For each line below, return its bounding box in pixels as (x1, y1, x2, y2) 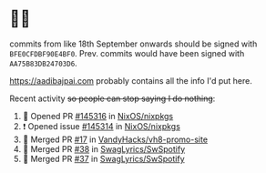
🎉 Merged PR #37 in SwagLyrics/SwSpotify (22, 153, 185, 164)
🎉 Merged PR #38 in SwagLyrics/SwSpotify (22, 143, 186, 154)
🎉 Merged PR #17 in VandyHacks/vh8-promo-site (22, 134, 208, 145)
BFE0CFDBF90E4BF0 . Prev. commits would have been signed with (9, 47, 245, 58)
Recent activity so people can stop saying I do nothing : (9, 93, 216, 104)
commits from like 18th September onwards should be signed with (9, 38, 258, 49)
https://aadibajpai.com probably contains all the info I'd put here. (9, 75, 252, 86)
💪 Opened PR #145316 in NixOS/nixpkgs (22, 110, 174, 121)
